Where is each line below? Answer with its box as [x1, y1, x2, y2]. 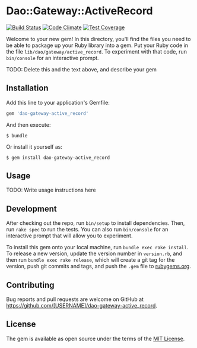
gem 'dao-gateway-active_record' [6, 110, 89, 117]
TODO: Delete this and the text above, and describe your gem [6, 65, 157, 73]
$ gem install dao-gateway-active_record [6, 155, 110, 161]
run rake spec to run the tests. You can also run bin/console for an [6, 226, 169, 233]
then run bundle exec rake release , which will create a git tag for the [6, 256, 175, 264]
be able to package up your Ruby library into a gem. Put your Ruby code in [6, 42, 189, 49]
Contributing [6, 280, 55, 290]
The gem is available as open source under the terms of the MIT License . [6, 335, 185, 342]
